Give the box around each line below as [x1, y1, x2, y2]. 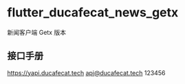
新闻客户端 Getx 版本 [7, 28, 67, 36]
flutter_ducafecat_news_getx [7, 5, 179, 20]
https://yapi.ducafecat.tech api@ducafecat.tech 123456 [7, 68, 166, 76]
